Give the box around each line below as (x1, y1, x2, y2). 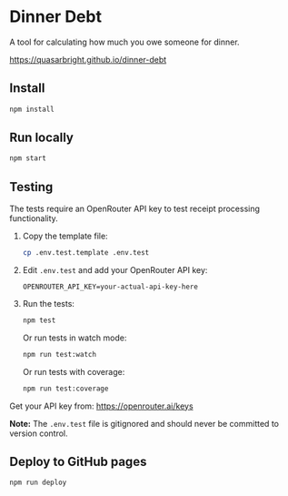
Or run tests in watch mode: (22, 332, 127, 343)
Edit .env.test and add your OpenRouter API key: (22, 265, 208, 275)
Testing (9, 179, 54, 195)
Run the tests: (22, 299, 75, 309)
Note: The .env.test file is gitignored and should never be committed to (9, 418, 280, 429)
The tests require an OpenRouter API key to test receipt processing (9, 203, 261, 215)
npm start (9, 154, 47, 163)
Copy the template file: (22, 230, 108, 242)
